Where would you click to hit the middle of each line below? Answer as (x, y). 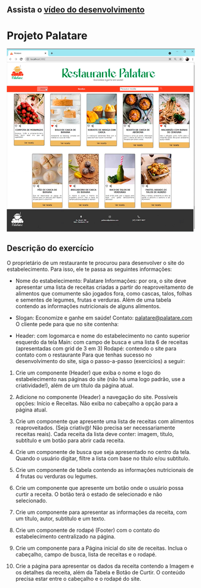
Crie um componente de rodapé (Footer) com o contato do (87, 530)
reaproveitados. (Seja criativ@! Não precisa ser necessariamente (95, 428)
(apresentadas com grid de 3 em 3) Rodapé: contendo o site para (96, 348)
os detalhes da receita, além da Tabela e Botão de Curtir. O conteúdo (100, 572)
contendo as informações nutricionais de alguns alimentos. (88, 306)
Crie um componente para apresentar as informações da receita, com (101, 512)
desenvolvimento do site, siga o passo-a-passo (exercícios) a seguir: (100, 361)
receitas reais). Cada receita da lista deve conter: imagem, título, (95, 434)
